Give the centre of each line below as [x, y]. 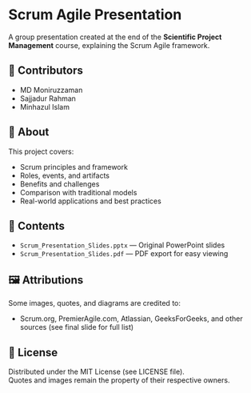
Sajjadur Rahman [48, 98]
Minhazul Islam [45, 106]
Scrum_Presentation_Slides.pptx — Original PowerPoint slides [122, 245]
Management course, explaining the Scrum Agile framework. [109, 45]
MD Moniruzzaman [51, 90]
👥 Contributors [46, 71]
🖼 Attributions [46, 280]
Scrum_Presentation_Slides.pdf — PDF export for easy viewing [124, 254]
